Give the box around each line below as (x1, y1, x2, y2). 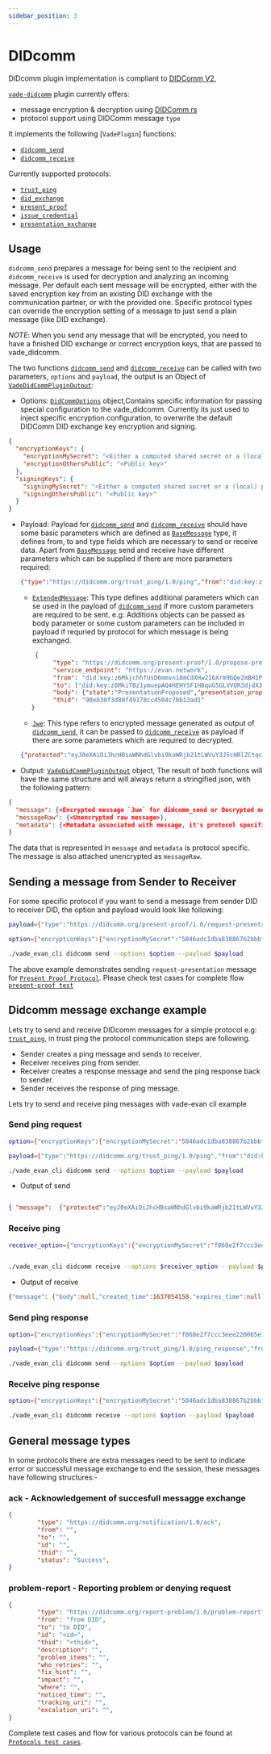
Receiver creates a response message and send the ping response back (19, 1066, 261, 1076)
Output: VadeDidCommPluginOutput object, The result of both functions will (19, 765, 263, 775)
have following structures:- (8, 1472, 98, 1482)
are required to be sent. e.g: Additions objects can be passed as (31, 610, 245, 619)
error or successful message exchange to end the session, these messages (8, 1464, 261, 1473)
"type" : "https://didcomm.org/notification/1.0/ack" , (37, 1518, 222, 1526)
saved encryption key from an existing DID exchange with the (8, 289, 213, 299)
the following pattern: (19, 782, 92, 792)
